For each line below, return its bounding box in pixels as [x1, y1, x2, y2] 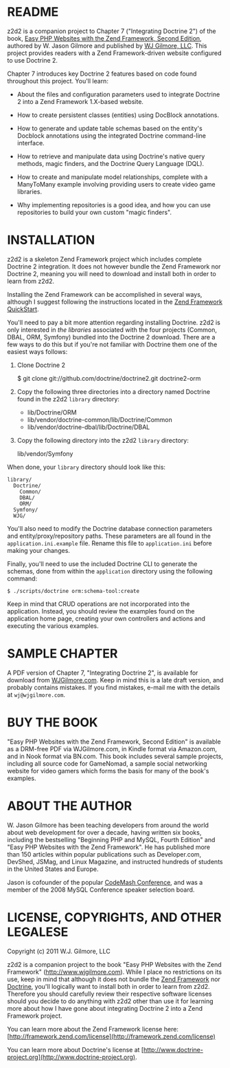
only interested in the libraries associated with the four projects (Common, [7, 325, 218, 334]
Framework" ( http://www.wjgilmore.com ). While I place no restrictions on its [7, 967, 222, 976]
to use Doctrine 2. [7, 56, 58, 64]
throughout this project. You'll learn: [7, 76, 108, 85]
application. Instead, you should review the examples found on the [7, 607, 195, 615]
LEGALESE [7, 924, 69, 940]
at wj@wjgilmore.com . [7, 690, 65, 699]
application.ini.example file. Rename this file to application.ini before [7, 538, 213, 547]
